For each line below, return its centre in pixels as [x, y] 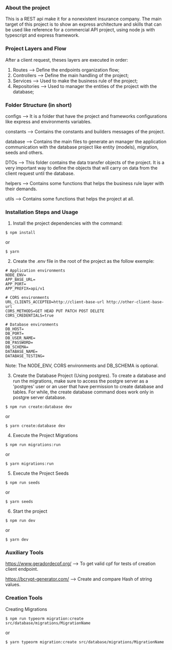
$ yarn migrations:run [30, 464]
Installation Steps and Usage [42, 212]
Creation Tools [24, 598]
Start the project [30, 511]
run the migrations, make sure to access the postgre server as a [80, 381]
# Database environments [32, 325]
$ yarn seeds [19, 502]
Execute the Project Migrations [45, 436]
